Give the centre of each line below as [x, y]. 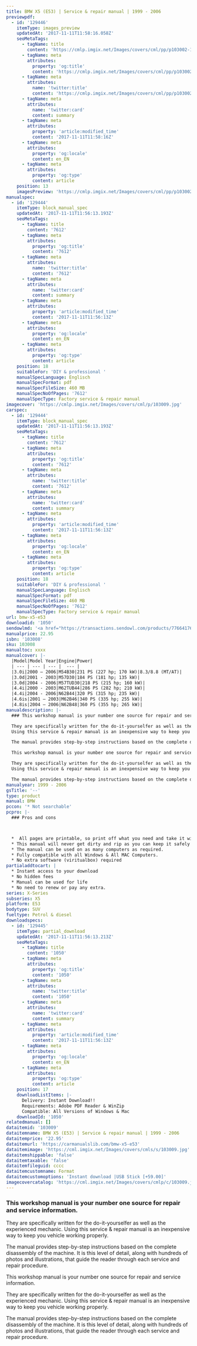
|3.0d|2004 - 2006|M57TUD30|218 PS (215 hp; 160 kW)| [78, 683]
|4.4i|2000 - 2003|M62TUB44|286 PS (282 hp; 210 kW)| [78, 688]
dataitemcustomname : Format [40, 1172]
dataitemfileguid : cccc [35, 1166]
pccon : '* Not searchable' [39, 807]
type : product [23, 796]
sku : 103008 [21, 645]
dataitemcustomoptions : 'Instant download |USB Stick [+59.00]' [86, 1177]
